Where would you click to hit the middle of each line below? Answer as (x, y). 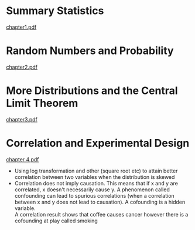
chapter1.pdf (21, 27)
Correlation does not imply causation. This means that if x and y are (96, 183)
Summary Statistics (55, 11)
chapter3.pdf (22, 119)
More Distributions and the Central (92, 91)
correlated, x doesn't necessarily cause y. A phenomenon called (92, 190)
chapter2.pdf (22, 67)
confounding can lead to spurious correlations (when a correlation (94, 195)
